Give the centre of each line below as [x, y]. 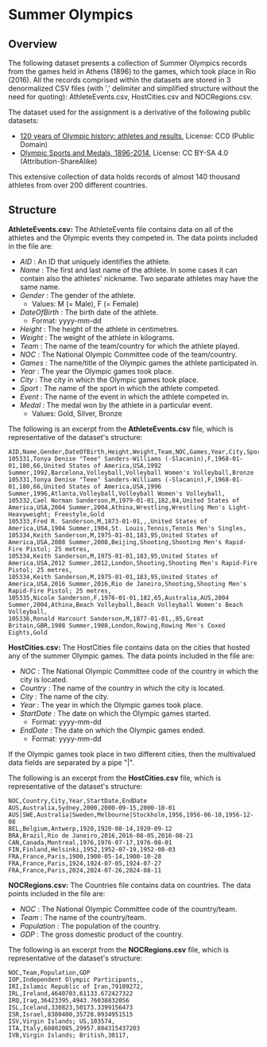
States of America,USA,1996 [115, 486]
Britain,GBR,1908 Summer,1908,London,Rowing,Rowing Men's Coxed [117, 625]
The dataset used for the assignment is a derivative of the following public [130, 112]
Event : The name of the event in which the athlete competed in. [124, 396]
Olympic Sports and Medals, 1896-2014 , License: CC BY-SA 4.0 [124, 153]
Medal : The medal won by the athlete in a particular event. [116, 405]
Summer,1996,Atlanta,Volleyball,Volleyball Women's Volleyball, [117, 493]
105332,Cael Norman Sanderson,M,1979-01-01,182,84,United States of [124, 500]
